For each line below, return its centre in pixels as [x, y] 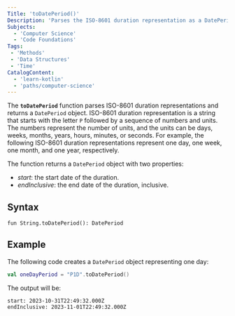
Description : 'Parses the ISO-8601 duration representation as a [104, 20]
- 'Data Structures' [40, 60]
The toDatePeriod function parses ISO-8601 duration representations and [113, 105]
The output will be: [34, 288]
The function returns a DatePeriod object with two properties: [95, 164]
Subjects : [22, 27]
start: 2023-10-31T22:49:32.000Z [56, 301]
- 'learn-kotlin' [39, 79]
